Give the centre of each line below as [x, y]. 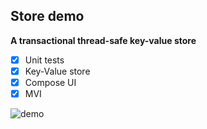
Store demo [47, 16]
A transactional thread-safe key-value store [103, 40]
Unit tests [44, 60]
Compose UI [50, 82]
